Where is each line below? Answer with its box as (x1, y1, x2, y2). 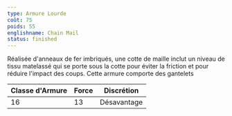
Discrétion (103, 86, 139, 95)
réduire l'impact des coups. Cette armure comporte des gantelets (7, 70, 194, 78)
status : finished (7, 36, 57, 43)
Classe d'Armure (10, 86, 68, 95)
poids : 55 (7, 23, 36, 30)
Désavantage (100, 97, 143, 107)
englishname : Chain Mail (7, 29, 79, 37)
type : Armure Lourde (7, 10, 67, 17)
